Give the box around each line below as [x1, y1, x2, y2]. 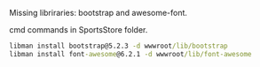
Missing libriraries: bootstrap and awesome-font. [9, 8, 188, 18]
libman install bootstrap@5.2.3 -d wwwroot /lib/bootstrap [9, 41, 228, 50]
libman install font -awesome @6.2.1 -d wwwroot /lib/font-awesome [9, 49, 252, 58]
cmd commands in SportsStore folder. [9, 25, 148, 34]
